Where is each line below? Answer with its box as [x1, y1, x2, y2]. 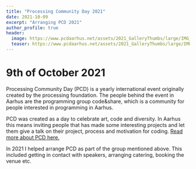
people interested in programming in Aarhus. [6, 104, 114, 111]
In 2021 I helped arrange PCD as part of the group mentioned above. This [6, 145, 183, 152]
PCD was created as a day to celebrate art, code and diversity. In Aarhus [6, 115, 181, 122]
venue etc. [6, 157, 32, 164]
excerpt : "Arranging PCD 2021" [6, 19, 82, 25]
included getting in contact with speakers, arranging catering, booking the [6, 151, 184, 158]
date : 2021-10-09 [6, 14, 48, 20]
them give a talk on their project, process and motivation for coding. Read [6, 128, 183, 135]
